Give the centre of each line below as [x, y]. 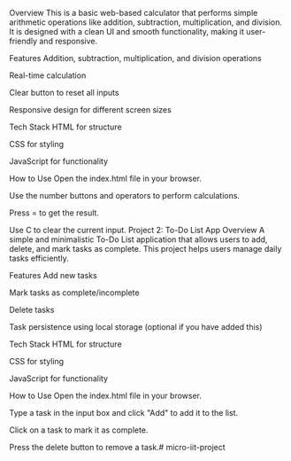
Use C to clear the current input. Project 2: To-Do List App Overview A [137, 230]
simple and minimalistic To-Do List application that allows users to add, [138, 239]
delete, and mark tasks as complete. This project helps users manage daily [145, 249]
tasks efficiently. [39, 258]
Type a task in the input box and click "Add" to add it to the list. [124, 413]
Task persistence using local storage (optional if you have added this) [136, 327]
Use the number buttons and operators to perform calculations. [125, 195]
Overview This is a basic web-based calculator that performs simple [134, 13]
